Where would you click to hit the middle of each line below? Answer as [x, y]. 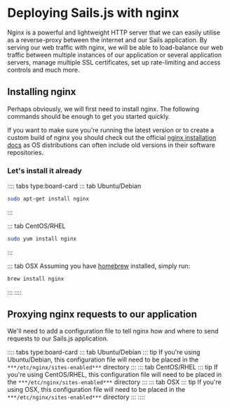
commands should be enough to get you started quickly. [89, 116]
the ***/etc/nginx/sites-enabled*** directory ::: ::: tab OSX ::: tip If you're [115, 382]
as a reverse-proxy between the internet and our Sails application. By [107, 39]
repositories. [26, 152]
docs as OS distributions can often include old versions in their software [111, 145]
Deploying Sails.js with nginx [93, 13]
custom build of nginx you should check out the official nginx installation [112, 137]
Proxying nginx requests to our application [102, 314]
